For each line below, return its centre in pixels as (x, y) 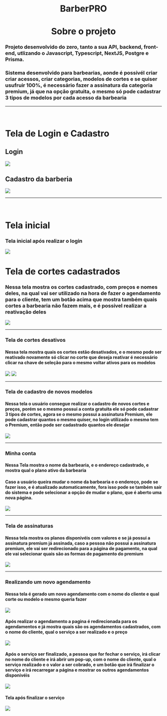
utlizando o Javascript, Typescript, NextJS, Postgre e (83, 53)
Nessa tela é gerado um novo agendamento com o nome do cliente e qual (82, 594)
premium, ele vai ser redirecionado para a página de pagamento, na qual (81, 548)
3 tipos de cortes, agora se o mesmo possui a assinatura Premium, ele (79, 415)
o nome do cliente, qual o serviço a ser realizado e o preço (66, 632)
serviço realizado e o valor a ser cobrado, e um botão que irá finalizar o (80, 665)
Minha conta (21, 453)
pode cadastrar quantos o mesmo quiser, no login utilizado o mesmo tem (82, 420)
